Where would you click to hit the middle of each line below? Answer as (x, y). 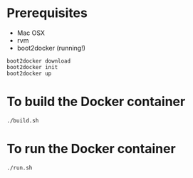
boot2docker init (32, 67)
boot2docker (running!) (51, 48)
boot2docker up (29, 73)
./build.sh (23, 120)
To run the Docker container (91, 149)
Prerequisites (47, 13)
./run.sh (20, 168)
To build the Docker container (96, 102)
